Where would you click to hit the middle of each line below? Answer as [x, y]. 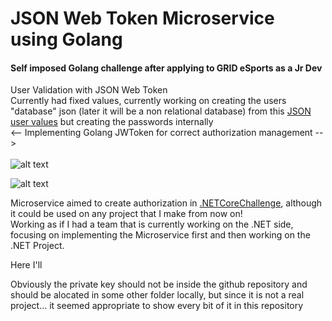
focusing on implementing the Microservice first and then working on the [160, 235]
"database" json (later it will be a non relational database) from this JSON [161, 111]
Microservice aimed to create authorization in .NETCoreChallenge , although [166, 203]
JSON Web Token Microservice [142, 18]
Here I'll [26, 265]
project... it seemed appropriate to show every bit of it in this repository [157, 306]
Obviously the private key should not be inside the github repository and [159, 284]
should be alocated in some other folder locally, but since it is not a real [157, 295]
